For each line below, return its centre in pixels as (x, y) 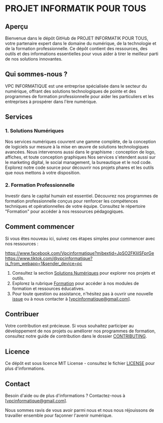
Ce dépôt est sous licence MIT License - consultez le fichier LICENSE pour (80, 363)
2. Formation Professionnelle (40, 185)
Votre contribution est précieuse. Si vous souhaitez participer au (69, 326)
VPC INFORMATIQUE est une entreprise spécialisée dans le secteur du (76, 86)
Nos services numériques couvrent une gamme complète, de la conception (81, 141)
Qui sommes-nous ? (36, 74)
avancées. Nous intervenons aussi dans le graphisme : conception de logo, (80, 152)
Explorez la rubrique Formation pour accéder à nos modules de (75, 283)
